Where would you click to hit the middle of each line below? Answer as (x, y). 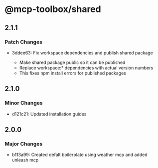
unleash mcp (25, 160)
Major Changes (24, 143)
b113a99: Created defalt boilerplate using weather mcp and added (79, 155)
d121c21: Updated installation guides (49, 114)
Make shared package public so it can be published (72, 62)
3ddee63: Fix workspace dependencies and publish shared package (82, 52)
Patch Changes (24, 42)
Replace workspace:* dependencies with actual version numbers (86, 67)
